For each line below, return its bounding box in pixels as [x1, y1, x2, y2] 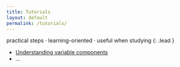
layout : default [6, 15, 48, 21]
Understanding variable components [15, 49, 108, 56]
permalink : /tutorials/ [6, 20, 68, 26]
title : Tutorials [6, 9, 51, 15]
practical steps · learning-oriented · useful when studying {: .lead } [6, 37, 175, 44]
